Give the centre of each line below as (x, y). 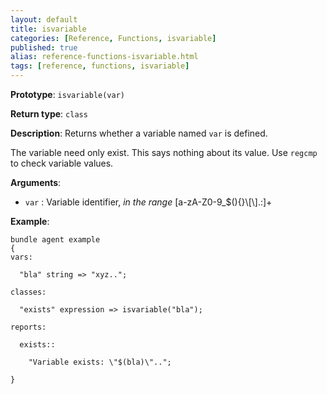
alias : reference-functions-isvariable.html (104, 57)
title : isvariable (48, 29)
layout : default (44, 19)
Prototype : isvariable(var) (67, 94)
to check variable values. (62, 163)
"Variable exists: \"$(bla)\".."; (100, 362)
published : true (44, 47)
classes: (28, 292)
